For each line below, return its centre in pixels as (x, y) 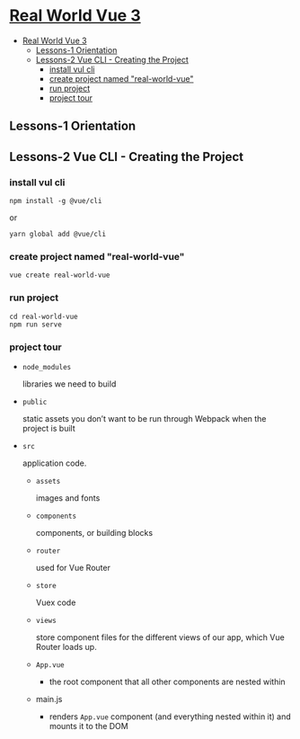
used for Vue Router (73, 567)
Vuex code (56, 602)
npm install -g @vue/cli (56, 201)
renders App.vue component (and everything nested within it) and (170, 717)
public (35, 402)
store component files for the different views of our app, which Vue (160, 637)
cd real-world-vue (44, 316)
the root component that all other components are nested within (167, 681)
